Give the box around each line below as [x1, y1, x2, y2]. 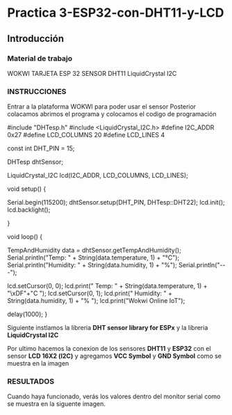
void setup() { [7, 185, 47, 193]
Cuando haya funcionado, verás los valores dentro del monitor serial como [7, 392, 221, 401]
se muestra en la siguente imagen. [7, 400, 106, 408]
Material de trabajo [7, 54, 73, 63]
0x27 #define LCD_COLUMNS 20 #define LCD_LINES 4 [7, 131, 165, 139]
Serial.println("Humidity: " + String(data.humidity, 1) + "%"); [7, 261, 177, 269]
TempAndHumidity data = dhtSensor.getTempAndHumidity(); [7, 246, 182, 255]
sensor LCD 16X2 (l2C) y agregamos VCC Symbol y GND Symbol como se [7, 352, 222, 360]
